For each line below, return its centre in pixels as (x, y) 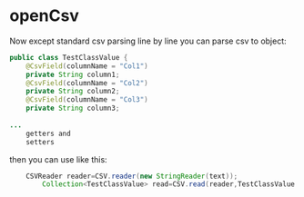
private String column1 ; (73, 74)
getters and (48, 133)
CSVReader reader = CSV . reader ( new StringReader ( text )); (132, 176)
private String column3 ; (73, 108)
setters (40, 142)
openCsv (45, 16)
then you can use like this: (58, 159)
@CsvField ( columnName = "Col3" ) (87, 100)
